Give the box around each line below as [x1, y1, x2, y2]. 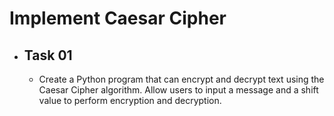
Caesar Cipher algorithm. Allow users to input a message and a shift [38, 84, 319, 96]
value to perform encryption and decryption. [38, 95, 222, 106]
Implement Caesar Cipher [9, 7, 227, 30]
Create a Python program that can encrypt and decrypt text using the [38, 73, 325, 85]
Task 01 [23, 47, 73, 64]
